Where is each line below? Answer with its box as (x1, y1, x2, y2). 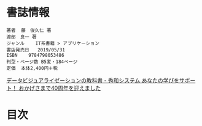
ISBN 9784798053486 (6, 52, 64, 58)
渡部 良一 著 (6, 34, 37, 40)
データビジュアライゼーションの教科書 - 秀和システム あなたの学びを (6, 76, 180, 84)
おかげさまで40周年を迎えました (18, 84, 101, 92)
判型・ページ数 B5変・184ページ (6, 59, 78, 65)
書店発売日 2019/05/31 (6, 46, 66, 53)
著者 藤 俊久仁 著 (6, 27, 52, 34)
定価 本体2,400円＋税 (6, 65, 58, 71)
